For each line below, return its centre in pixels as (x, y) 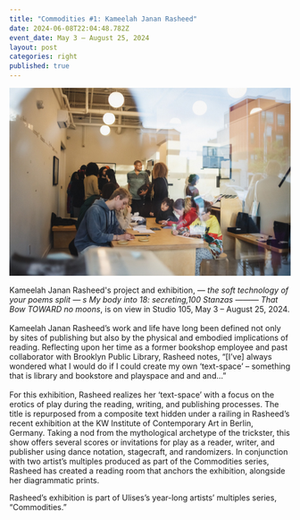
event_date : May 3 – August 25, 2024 (79, 38)
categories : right (43, 57)
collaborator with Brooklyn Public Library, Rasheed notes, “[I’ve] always (141, 356)
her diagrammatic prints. (54, 480)
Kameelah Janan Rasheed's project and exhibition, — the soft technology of (149, 290)
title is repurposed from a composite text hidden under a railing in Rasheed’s (150, 413)
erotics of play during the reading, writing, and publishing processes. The (144, 404)
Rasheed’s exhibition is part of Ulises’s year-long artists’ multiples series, (143, 498)
